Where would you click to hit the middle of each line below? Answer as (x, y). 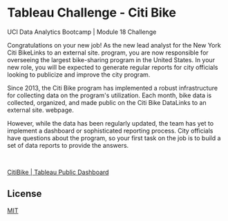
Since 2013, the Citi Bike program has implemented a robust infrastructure (113, 88)
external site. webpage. (40, 110)
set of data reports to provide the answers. (68, 145)
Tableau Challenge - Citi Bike (92, 13)
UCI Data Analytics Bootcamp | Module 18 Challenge (82, 32)
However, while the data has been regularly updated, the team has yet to (111, 123)
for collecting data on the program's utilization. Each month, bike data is (110, 95)
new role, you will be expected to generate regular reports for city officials (113, 67)
